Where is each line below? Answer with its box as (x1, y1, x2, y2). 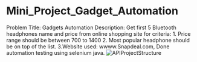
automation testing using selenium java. (6, 49, 105, 56)
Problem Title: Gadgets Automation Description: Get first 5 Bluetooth (6, 24, 176, 31)
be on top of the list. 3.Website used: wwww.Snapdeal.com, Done (6, 43, 170, 50)
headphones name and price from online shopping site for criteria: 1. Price (6, 30, 191, 37)
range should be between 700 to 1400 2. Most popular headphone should (6, 36, 190, 44)
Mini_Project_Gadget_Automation (6, 4, 178, 18)
